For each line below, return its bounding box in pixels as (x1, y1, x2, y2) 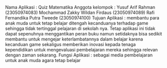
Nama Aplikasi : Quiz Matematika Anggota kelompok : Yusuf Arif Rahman (5, 4, 155, 10)
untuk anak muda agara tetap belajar (5, 57, 81, 63)
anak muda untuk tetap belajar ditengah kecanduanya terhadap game (5, 20, 148, 26)
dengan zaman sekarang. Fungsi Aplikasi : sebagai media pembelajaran (5, 52, 153, 58)
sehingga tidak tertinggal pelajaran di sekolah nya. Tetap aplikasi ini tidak (5, 25, 155, 31)
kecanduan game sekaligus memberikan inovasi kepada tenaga (5, 41, 136, 47)
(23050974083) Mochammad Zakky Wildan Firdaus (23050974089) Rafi (5, 9, 155, 15)
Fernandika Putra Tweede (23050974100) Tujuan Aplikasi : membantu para (5, 15, 159, 20)
